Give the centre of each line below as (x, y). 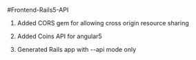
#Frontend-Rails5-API (38, 10)
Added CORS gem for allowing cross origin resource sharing (103, 23)
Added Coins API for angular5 (59, 36)
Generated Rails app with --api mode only (77, 49)
